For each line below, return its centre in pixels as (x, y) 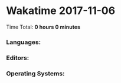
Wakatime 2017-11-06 (61, 11)
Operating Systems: (35, 73)
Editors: (18, 58)
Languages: (24, 42)
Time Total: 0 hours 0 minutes (43, 27)
